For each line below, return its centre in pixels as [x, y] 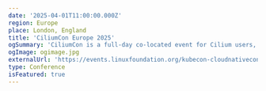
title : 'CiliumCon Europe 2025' [61, 38]
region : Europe [33, 23]
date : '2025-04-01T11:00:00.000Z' [65, 15]
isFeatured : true [37, 74]
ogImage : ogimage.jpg [44, 52]
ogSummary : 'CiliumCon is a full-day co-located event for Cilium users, [133, 45]
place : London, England [47, 30]
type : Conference [37, 67]
